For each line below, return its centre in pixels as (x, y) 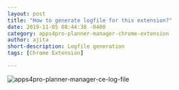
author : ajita (28, 40)
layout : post (27, 14)
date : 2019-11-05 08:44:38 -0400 (57, 27)
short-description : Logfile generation (66, 46)
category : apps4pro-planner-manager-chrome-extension (88, 33)
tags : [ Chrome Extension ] (45, 53)
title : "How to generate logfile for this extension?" (90, 20)
